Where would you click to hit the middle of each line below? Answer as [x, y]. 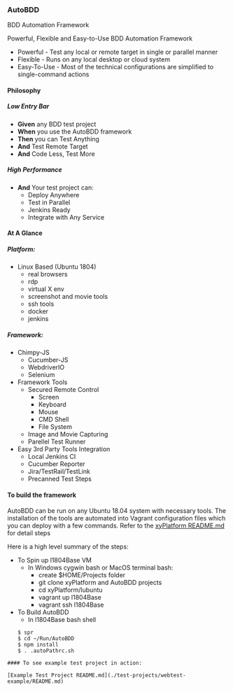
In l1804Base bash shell [62, 619]
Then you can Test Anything [58, 139]
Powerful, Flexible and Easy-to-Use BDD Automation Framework [100, 38]
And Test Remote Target [53, 146]
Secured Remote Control [63, 390]
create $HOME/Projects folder [82, 574]
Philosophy [24, 90]
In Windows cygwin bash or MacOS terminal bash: [100, 567]
